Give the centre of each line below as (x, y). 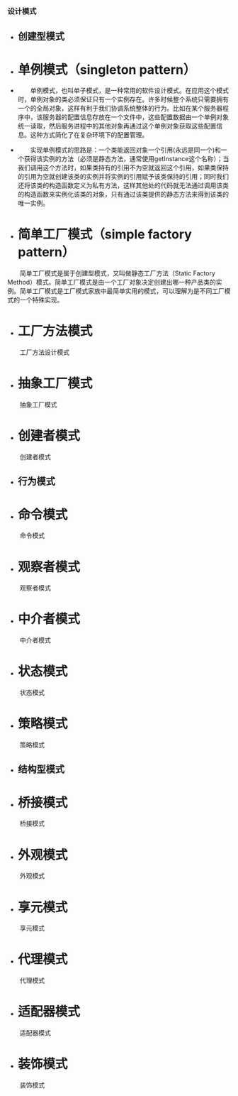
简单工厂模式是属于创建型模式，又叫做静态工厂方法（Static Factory (118, 273)
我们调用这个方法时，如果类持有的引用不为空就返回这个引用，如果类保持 (123, 168)
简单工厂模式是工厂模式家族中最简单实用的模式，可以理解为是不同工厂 (122, 291)
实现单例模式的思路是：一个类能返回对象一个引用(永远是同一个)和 (126, 150)
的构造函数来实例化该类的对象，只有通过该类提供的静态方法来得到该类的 (123, 194)
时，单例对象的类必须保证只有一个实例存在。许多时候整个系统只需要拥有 (123, 99)
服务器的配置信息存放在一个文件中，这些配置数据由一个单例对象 (135, 117)
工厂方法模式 (55, 331)
